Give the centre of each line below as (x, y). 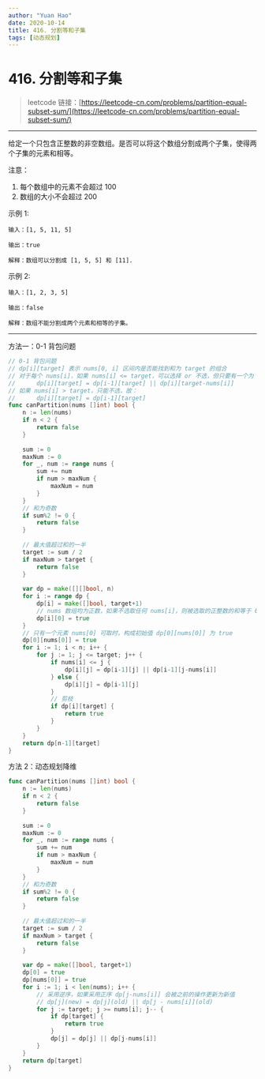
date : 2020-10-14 (37, 23)
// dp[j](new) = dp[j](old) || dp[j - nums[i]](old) (125, 1002)
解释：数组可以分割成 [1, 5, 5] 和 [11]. (71, 261)
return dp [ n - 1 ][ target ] (62, 743)
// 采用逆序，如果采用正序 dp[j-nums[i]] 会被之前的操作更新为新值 (136, 994)
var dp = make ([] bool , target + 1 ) (77, 965)
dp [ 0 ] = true (44, 972)
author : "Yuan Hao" (40, 15)
